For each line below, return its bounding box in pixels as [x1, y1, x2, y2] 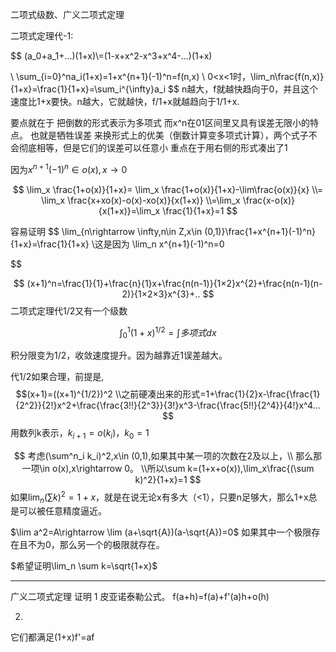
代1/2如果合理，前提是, [10, 371, 105, 383]
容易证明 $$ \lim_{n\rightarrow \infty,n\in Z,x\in [10, 225, 203, 237]
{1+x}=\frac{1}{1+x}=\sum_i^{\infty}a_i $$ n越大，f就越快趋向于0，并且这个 [10, 83, 319, 95]
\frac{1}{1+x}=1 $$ [162, 204, 238, 217]
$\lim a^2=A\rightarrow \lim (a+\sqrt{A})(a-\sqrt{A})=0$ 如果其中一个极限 [10, 526, 312, 538]
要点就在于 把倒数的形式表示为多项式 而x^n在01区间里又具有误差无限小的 [10, 117, 310, 128]
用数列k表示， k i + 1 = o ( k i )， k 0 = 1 [10, 427, 150, 441]
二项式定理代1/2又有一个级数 [10, 304, 128, 317]
